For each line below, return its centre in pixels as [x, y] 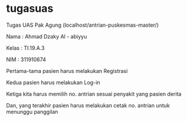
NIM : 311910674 [26, 59]
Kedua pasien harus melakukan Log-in [53, 82]
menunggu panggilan [32, 112]
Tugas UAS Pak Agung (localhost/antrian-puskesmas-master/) [83, 25]
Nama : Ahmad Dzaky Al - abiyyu [47, 36]
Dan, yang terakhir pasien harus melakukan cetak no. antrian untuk [88, 105]
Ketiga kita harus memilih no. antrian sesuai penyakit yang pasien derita [94, 94]
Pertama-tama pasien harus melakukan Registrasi [67, 71]
